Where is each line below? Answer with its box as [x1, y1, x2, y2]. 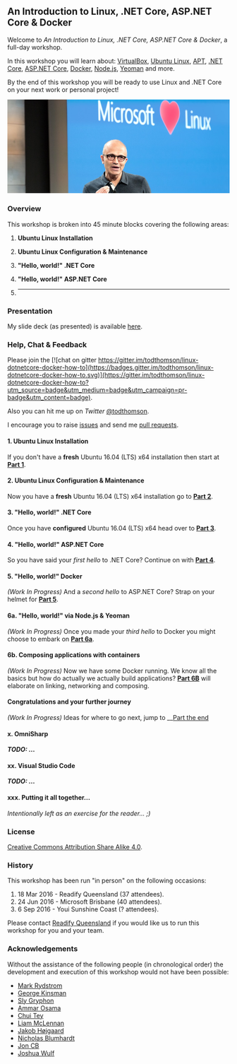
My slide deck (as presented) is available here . [7, 322, 143, 331]
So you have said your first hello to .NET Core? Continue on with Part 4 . [7, 556, 216, 564]
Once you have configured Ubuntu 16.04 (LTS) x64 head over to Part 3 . [7, 524, 217, 532]
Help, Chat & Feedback [7, 340, 87, 350]
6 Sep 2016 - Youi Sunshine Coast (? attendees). [17, 905, 159, 914]
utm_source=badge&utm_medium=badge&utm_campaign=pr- [7, 386, 188, 394]
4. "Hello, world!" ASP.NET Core [7, 540, 104, 548]
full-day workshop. [7, 42, 63, 52]
